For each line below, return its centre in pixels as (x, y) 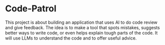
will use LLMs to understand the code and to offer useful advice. (71, 38)
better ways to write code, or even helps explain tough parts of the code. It (82, 33)
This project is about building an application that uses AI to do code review (81, 22)
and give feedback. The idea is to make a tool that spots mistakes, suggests (82, 27)
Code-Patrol (31, 9)
